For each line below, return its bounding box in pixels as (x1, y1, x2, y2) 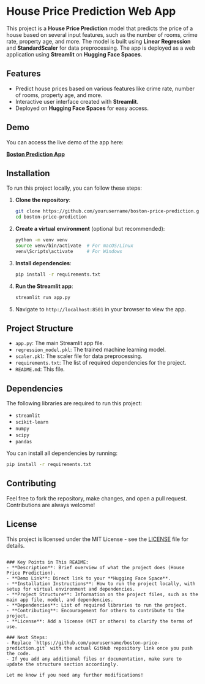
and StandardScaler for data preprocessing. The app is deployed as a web (6, 44, 196, 52)
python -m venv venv (15, 237, 68, 243)
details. (6, 542, 25, 549)
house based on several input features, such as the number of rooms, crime (6, 31, 198, 38)
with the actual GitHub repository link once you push (50, 645, 193, 651)
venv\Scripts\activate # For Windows (15, 248, 123, 254)
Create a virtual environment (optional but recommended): (15, 225, 165, 233)
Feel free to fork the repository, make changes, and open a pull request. (6, 494, 188, 502)
